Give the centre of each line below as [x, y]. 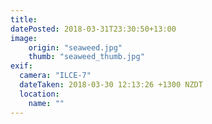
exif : [21, 66]
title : [24, 19]
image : [24, 38]
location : [39, 94]
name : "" [46, 103]
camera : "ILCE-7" [55, 76]
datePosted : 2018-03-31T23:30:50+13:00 [93, 29]
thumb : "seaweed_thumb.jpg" [86, 57]
